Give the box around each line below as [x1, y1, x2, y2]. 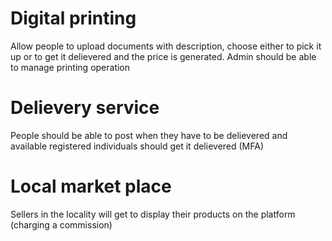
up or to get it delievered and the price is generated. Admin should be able [10, 50, 317, 62]
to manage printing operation [10, 61, 131, 73]
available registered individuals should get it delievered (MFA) [10, 140, 265, 152]
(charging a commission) [10, 218, 113, 231]
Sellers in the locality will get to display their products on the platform [10, 208, 296, 220]
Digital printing [10, 7, 137, 30]
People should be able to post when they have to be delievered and [10, 129, 288, 141]
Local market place [10, 175, 172, 198]
